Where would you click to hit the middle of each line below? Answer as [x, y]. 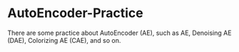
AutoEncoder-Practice [76, 13]
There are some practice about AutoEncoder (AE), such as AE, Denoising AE [119, 33]
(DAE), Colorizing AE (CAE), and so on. [64, 40]
